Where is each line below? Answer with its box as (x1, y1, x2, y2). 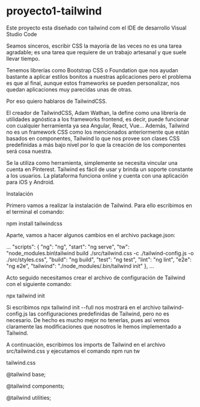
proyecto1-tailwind (6, 4, 102, 18)
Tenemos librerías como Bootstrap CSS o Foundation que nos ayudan (6, 66, 178, 73)
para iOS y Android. (6, 178, 55, 185)
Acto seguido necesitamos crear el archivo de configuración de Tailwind (6, 274, 186, 281)
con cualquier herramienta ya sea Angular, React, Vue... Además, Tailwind (6, 122, 189, 129)
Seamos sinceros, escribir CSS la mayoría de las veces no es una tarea (6, 42, 182, 49)
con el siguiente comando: (6, 280, 72, 287)
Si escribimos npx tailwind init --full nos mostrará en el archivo (6, 303, 161, 311)
